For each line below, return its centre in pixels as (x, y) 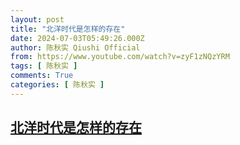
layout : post (37, 19)
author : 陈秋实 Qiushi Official (75, 47)
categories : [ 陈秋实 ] (57, 85)
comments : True (42, 76)
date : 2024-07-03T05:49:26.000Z (77, 38)
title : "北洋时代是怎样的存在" (68, 29)
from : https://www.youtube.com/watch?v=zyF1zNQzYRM (120, 57)
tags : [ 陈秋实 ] (44, 66)
